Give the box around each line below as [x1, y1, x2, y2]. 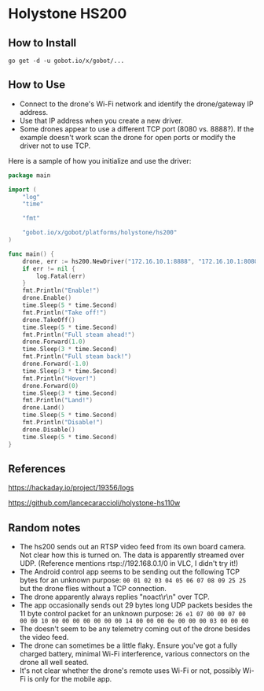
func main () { [8, 249, 55, 258]
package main [8, 171, 51, 179]
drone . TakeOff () [22, 316, 76, 323]
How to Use [8, 78, 66, 91]
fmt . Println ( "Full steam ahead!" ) [22, 331, 135, 338]
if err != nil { [22, 264, 76, 272]
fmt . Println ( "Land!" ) [22, 397, 93, 405]
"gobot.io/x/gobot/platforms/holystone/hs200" [22, 229, 178, 237]
